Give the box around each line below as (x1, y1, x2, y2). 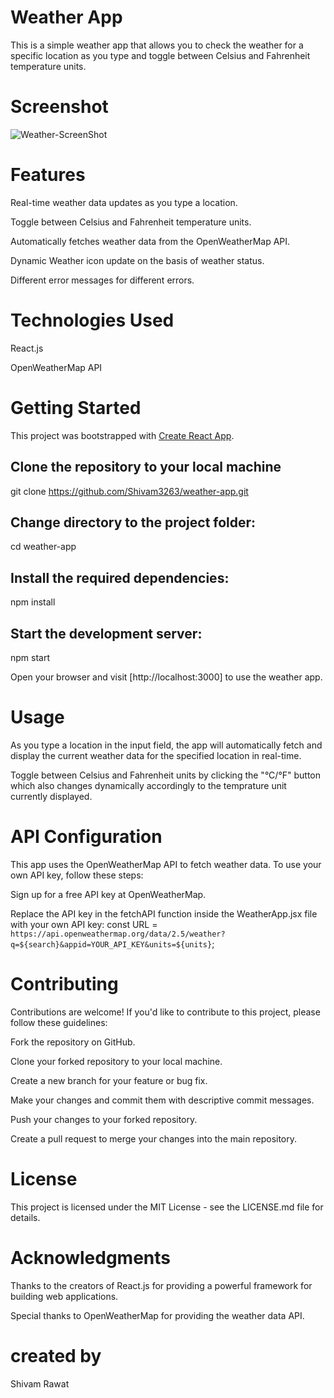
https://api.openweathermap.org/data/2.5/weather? (10, 929, 226, 939)
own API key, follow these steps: (10, 869, 144, 881)
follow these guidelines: (10, 1016, 108, 1028)
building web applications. (10, 1290, 119, 1302)
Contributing (10, 973, 119, 995)
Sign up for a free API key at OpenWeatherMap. (10, 888, 207, 900)
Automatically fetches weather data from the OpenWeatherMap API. (10, 235, 291, 247)
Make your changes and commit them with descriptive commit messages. (10, 1094, 315, 1106)
